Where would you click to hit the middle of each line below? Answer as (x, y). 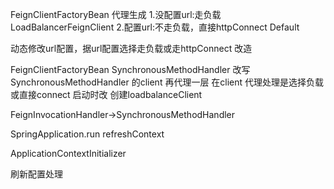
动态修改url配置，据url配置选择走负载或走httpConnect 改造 (131, 48)
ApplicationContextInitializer (68, 153)
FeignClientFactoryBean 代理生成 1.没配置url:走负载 (116, 14)
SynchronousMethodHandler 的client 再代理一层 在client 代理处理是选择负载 (167, 82)
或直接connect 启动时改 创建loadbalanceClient (106, 94)
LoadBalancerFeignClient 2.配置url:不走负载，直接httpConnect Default (155, 27)
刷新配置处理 (36, 174)
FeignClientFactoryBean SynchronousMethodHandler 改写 (130, 69)
